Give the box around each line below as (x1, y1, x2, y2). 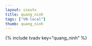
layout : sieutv (5, 7, 37, 12)
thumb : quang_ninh (5, 21, 43, 26)
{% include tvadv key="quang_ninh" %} (5, 35, 87, 41)
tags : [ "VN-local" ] (5, 16, 46, 21)
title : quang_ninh (5, 12, 43, 17)
